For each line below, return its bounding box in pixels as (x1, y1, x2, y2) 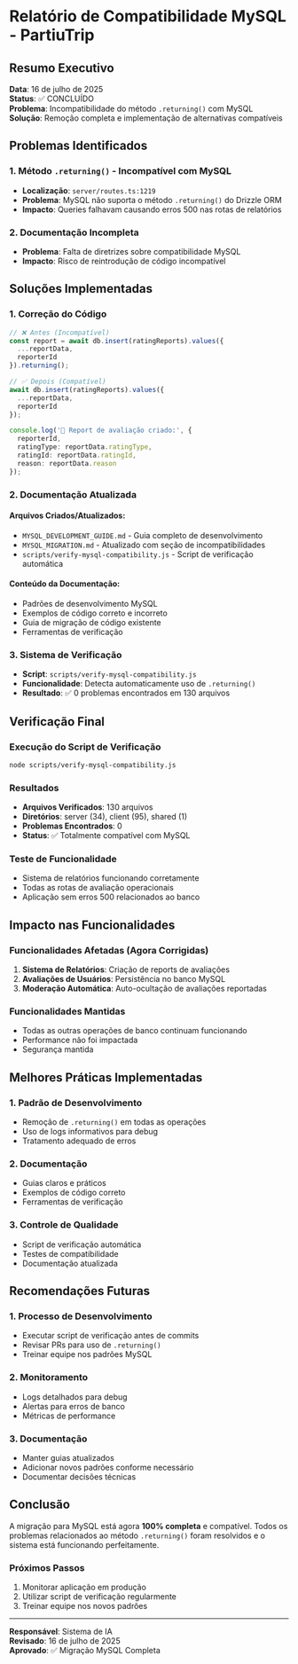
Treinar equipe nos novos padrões (21, 1601, 148, 1612)
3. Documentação (9, 1432, 88, 1445)
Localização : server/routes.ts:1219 (21, 184, 156, 196)
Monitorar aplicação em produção (21, 1582, 146, 1593)
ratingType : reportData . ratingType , (17, 443, 153, 451)
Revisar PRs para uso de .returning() (21, 1339, 161, 1350)
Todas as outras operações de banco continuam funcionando (21, 1025, 247, 1036)
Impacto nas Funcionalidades (9, 917, 176, 932)
